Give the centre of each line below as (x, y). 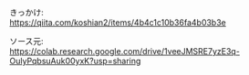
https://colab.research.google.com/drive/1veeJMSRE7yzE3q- (124, 51)
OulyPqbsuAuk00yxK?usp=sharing (75, 61)
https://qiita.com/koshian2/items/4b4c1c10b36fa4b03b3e (118, 23)
